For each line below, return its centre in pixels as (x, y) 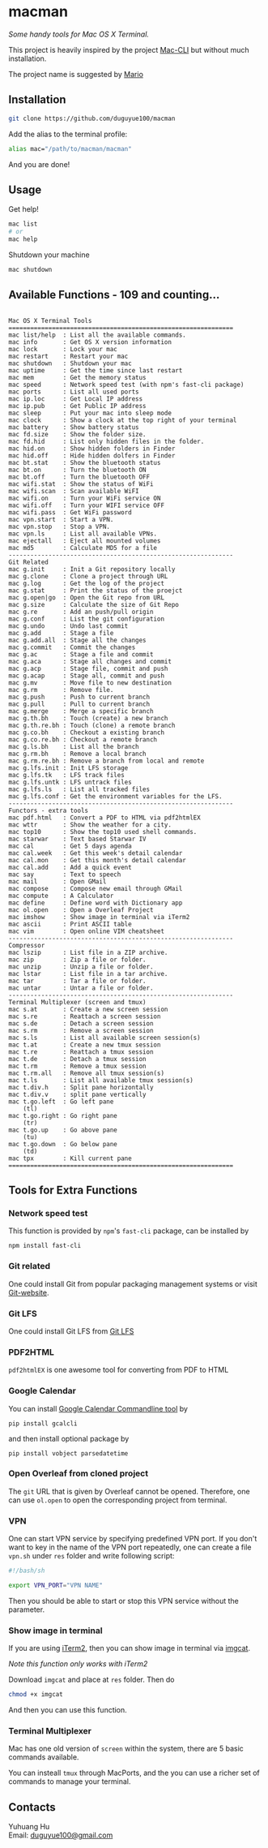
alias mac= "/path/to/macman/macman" (70, 148)
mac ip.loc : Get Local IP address (76, 399)
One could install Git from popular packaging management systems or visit (133, 1283)
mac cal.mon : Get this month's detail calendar (97, 860)
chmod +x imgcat (36, 1695)
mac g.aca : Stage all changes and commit (90, 661)
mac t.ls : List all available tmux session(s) (101, 1080)
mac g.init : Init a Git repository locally (92, 569)
